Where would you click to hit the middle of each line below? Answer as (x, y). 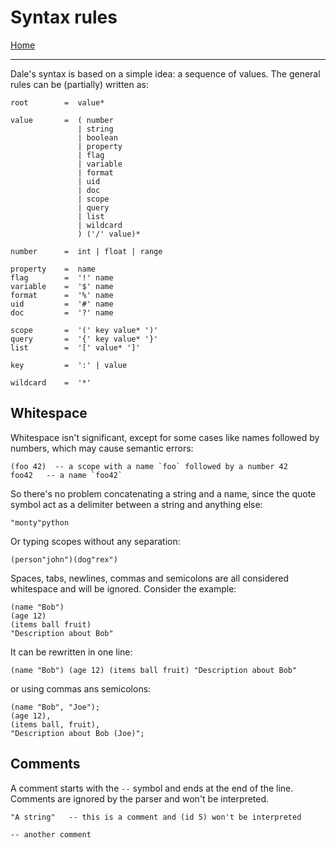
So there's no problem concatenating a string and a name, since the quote (163, 493)
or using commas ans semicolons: (81, 688)
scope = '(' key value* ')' (84, 330)
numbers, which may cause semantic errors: (102, 448)
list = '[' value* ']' (75, 347)
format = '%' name (62, 295)
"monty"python (40, 522)
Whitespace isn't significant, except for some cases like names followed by (165, 437)
